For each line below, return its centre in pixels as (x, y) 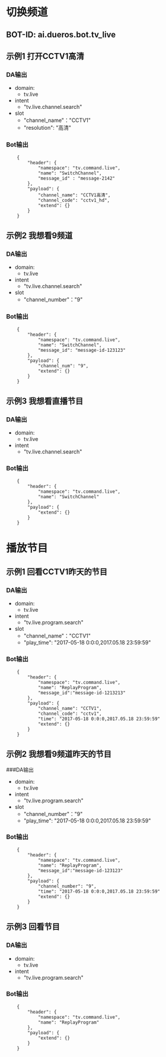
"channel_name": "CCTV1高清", (74, 195)
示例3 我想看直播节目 (45, 401)
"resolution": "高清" (47, 128)
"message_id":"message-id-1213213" (82, 693)
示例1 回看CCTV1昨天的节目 (57, 572)
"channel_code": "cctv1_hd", (74, 200)
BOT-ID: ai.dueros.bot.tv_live (61, 34)
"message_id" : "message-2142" (76, 178)
